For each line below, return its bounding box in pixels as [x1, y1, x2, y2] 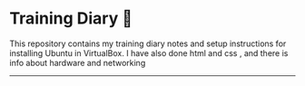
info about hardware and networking [9, 57, 146, 68]
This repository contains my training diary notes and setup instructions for [9, 38, 287, 49]
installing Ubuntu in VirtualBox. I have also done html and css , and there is [9, 47, 289, 58]
